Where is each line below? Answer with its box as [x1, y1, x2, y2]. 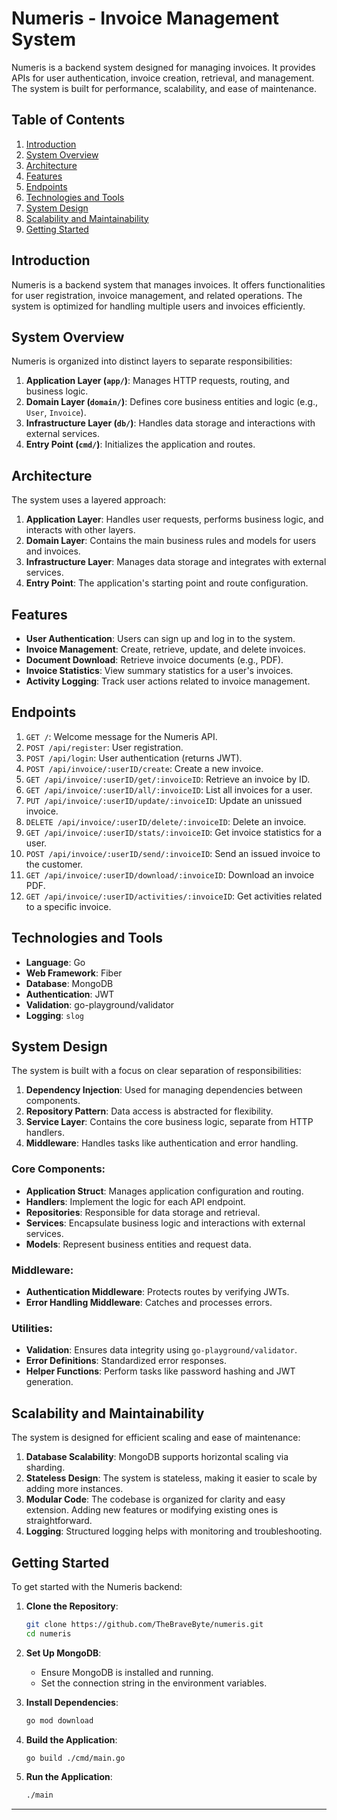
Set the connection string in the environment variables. [40, 1677, 268, 1689]
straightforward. [25, 1515, 93, 1527]
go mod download [25, 1715, 94, 1726]
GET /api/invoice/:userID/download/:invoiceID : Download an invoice [25, 868, 315, 881]
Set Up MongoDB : [25, 1647, 102, 1659]
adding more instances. [25, 1483, 124, 1495]
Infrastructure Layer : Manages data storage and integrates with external [25, 556, 327, 568]
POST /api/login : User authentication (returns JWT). [25, 752, 243, 764]
